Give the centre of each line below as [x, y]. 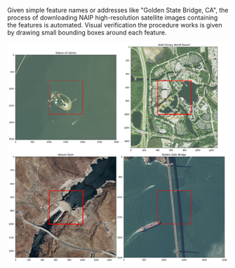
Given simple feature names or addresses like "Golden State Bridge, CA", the [118, 10]
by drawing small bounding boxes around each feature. [87, 32]
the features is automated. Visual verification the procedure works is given [115, 25]
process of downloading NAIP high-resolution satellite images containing [113, 18]
